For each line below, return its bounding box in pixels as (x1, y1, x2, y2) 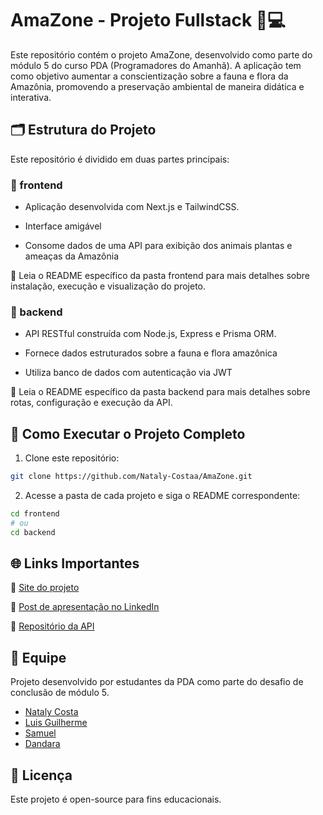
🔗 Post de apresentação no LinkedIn (10, 601, 160, 613)
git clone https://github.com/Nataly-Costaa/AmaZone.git (10, 472, 253, 482)
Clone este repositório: (24, 452, 120, 464)
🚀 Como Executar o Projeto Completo (10, 425, 246, 442)
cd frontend (10, 509, 60, 519)
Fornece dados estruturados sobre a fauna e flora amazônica (24, 347, 278, 359)
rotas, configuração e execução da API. (10, 397, 173, 409)
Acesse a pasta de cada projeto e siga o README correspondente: (24, 490, 301, 502)
